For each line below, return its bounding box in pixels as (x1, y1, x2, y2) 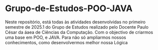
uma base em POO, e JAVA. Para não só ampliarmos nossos (5, 34, 126, 40)
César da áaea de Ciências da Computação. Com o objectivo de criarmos (5, 29, 153, 35)
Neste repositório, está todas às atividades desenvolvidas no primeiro (5, 19, 146, 25)
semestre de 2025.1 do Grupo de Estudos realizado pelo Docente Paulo (5, 24, 149, 30)
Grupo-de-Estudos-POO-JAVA (5, 3, 133, 14)
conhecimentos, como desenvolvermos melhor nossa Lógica (5, 39, 128, 45)
